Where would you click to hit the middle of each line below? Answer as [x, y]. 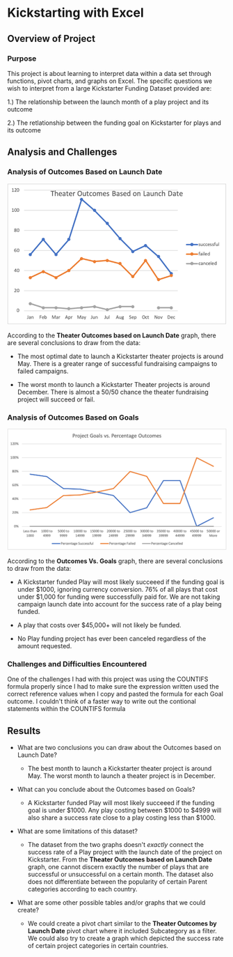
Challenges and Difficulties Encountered [77, 664]
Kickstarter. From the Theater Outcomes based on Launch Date [120, 859]
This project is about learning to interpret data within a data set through [110, 73]
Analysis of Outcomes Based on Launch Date [85, 172]
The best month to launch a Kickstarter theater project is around [120, 769]
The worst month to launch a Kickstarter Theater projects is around [113, 384]
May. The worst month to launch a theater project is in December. [121, 776]
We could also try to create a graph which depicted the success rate [126, 938]
